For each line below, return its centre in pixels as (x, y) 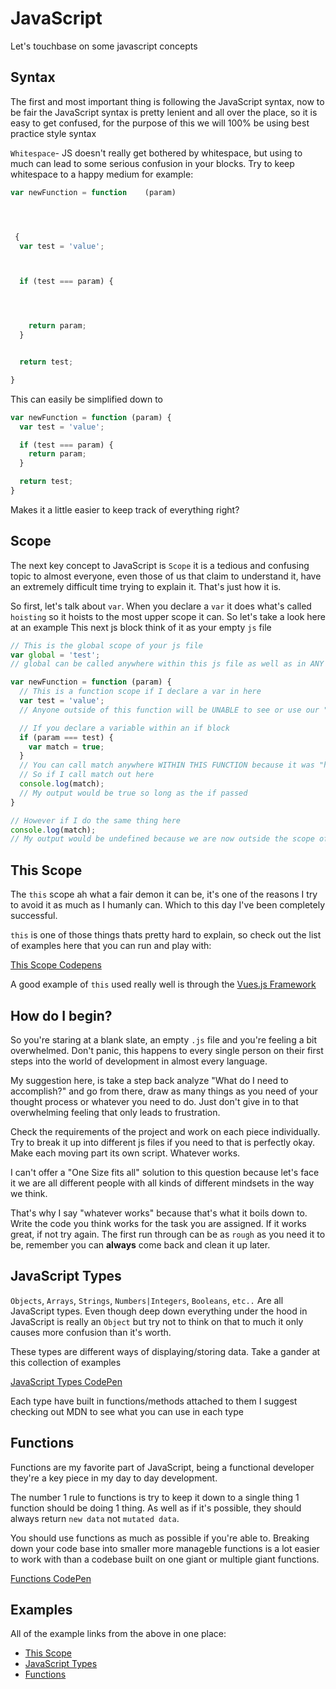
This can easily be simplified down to (86, 399)
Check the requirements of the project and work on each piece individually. (165, 1131)
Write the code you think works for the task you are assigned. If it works (158, 1223)
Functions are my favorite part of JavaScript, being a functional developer (162, 1467)
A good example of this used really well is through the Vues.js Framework (163, 984)
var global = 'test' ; (55, 655)
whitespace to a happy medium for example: (102, 174)
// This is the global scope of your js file (106, 645)
